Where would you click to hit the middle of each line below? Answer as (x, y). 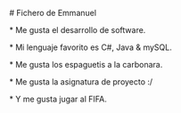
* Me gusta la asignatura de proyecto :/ (81, 82)
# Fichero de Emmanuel (53, 13)
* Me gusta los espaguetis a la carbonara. (86, 65)
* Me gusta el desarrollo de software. (78, 30)
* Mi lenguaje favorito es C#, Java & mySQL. (90, 47)
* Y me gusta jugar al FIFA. (58, 99)
